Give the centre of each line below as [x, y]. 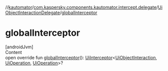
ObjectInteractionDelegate [33, 13]
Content [14, 52]
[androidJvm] [19, 47]
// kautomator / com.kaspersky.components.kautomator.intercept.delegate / [82, 7]
